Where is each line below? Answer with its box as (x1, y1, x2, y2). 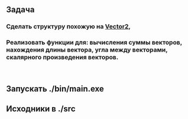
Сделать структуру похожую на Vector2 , (6, 22, 131, 31)
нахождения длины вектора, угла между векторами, (6, 46, 168, 54)
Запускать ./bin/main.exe (6, 84, 105, 94)
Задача (6, 5, 35, 15)
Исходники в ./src (6, 104, 76, 114)
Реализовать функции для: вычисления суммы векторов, (6, 38, 182, 47)
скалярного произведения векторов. (6, 53, 119, 62)
